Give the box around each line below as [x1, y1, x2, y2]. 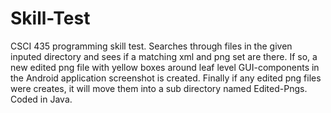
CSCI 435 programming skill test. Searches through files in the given [10, 40, 293, 52]
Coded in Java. [10, 93, 73, 105]
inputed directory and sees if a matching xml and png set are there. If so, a [10, 50, 318, 62]
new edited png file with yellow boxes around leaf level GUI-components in [10, 61, 320, 73]
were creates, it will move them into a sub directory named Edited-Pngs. [10, 82, 308, 94]
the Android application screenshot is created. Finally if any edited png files [10, 72, 322, 84]
